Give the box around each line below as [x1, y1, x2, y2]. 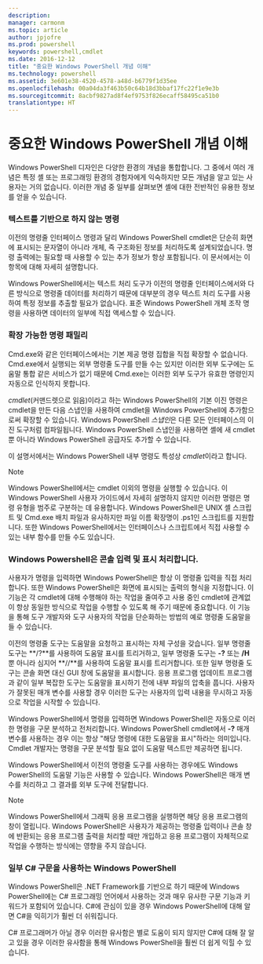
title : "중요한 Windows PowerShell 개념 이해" [8, 63, 152, 71]
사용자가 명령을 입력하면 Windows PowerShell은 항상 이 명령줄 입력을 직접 [8, 573, 238, 582]
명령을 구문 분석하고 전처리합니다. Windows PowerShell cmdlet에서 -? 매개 [16, 723, 250, 733]
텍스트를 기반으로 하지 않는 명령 [8, 213, 120, 224]
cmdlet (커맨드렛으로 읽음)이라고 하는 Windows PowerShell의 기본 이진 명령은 [8, 395, 249, 405]
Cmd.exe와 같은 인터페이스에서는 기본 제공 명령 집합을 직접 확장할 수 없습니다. [8, 349, 249, 358]
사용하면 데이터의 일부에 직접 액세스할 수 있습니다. [22, 308, 176, 318]
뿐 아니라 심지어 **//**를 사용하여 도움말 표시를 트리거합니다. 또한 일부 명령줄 [8, 658, 245, 668]
